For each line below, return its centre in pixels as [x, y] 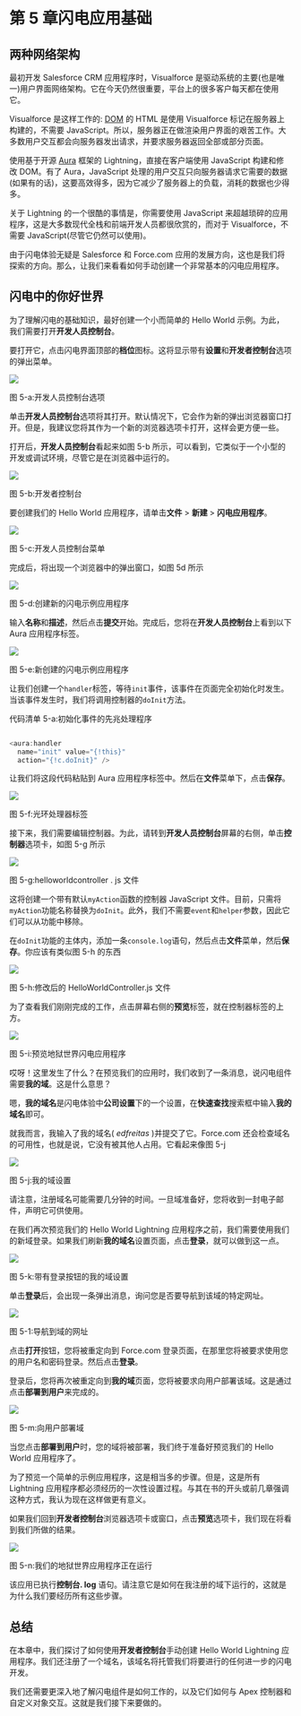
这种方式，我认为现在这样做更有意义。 [80, 1500]
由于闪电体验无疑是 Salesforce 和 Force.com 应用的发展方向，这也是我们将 [147, 254]
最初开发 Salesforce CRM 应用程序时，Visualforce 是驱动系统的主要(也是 [143, 78]
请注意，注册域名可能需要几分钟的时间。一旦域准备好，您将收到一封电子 [142, 1199]
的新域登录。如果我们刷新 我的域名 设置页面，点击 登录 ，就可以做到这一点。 [146, 1241]
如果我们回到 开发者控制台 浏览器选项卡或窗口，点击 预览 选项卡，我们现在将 [146, 1519]
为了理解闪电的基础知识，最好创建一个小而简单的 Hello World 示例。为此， [147, 320]
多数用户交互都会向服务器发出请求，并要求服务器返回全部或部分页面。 [139, 141]
